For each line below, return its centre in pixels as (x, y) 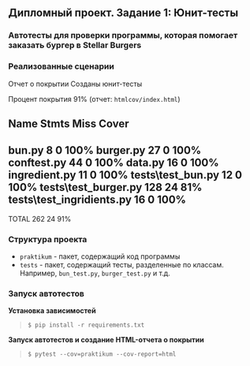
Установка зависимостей (52, 311)
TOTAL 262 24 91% (40, 218)
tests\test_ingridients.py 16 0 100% (97, 200)
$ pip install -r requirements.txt (86, 325)
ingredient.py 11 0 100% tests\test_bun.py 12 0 (125, 176)
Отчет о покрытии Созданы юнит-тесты (75, 84)
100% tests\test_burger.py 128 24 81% (105, 187)
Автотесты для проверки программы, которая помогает (123, 35)
